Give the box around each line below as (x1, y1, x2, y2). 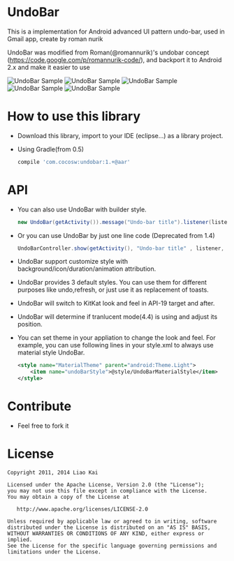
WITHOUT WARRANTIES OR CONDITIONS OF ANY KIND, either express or (7, 530, 205, 537)
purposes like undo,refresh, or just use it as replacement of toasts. (17, 285, 210, 294)
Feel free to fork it (17, 421, 69, 430)
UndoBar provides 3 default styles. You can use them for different (17, 278, 207, 287)
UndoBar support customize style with (17, 257, 129, 266)
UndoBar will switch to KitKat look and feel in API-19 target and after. (17, 299, 215, 308)
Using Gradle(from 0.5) (17, 144, 85, 154)
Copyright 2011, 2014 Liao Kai (7, 469, 98, 476)
